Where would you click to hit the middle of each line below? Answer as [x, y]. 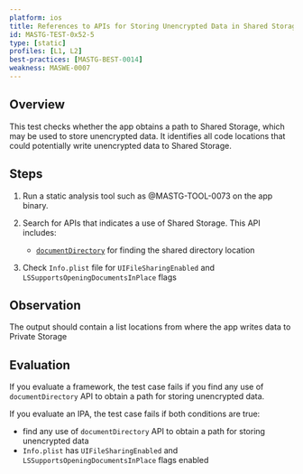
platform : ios [36, 18]
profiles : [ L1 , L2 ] [46, 51]
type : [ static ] [38, 43]
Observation [45, 305]
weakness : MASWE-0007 [50, 69]
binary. [35, 205]
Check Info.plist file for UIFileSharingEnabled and [118, 267]
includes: [39, 232]
